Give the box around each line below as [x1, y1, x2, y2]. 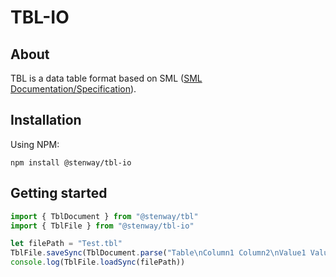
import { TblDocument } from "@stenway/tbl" [10, 211, 199, 221]
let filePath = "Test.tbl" [10, 239, 123, 249]
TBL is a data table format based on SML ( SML [10, 72, 203, 84]
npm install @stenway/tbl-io [10, 157, 132, 168]
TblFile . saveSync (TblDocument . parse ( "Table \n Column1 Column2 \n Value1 [10, 248, 307, 258]
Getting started [10, 185, 108, 202]
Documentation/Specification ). [10, 83, 137, 95]
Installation [10, 112, 82, 129]
